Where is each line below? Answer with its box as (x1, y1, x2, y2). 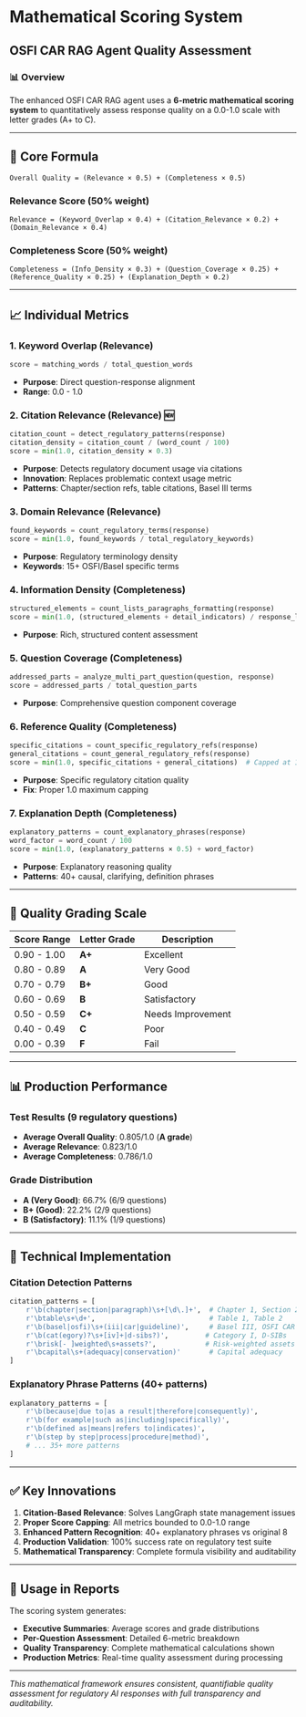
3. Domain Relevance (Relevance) (9, 505, 161, 517)
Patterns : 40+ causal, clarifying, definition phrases (22, 870, 215, 881)
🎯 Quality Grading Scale (9, 906, 148, 921)
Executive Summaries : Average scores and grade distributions (22, 1623, 260, 1634)
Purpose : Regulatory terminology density (22, 550, 178, 562)
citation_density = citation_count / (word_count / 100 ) (9, 438, 230, 448)
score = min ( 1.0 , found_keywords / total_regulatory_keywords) (9, 534, 255, 544)
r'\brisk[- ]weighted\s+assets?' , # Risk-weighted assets (25, 1339, 296, 1348)
